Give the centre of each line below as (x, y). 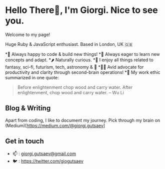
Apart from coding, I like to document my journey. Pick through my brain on (83, 120)
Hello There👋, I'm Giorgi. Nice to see (82, 10)
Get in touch (24, 141)
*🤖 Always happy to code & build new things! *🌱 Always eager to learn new (82, 54)
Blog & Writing (28, 108)
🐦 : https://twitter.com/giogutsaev (48, 161)
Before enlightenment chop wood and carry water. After (75, 87)
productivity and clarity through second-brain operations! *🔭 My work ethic (83, 72)
